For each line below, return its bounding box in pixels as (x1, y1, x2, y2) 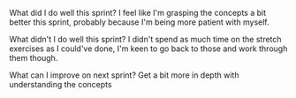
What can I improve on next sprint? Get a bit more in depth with (9, 70, 239, 80)
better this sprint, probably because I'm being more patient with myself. (9, 17, 269, 27)
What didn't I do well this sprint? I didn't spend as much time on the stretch (9, 34, 282, 44)
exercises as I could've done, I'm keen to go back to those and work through (9, 43, 288, 54)
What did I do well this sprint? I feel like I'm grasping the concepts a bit (9, 8, 267, 18)
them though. (9, 53, 58, 63)
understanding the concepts (9, 79, 112, 89)
